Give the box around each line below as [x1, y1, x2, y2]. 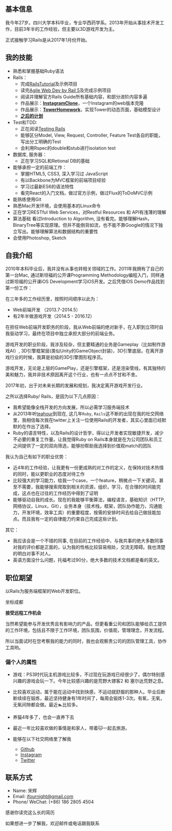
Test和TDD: [12, 119, 37, 125]
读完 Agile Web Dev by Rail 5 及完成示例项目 [20, 87, 112, 93]
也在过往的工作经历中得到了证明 [30, 490, 98, 496]
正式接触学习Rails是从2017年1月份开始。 [5, 36, 90, 43]
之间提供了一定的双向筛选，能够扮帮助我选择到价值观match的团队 [12, 443, 152, 449]
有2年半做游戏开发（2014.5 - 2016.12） [12, 313, 95, 319]
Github [20, 746, 35, 752]
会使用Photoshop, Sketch [12, 235, 67, 241]
